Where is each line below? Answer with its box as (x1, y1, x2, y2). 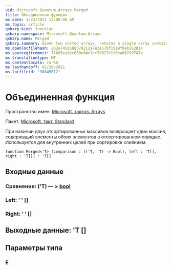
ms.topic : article (5, 22, 45, 27)
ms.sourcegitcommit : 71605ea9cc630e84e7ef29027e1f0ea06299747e (5, 50, 143, 55)
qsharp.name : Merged (5, 36, 50, 41)
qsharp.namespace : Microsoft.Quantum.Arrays (5, 31, 102, 36)
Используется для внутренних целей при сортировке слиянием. (5, 139, 147, 145)
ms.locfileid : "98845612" (5, 70, 60, 75)
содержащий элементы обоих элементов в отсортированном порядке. (5, 134, 162, 140)
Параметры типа (5, 243, 63, 252)
